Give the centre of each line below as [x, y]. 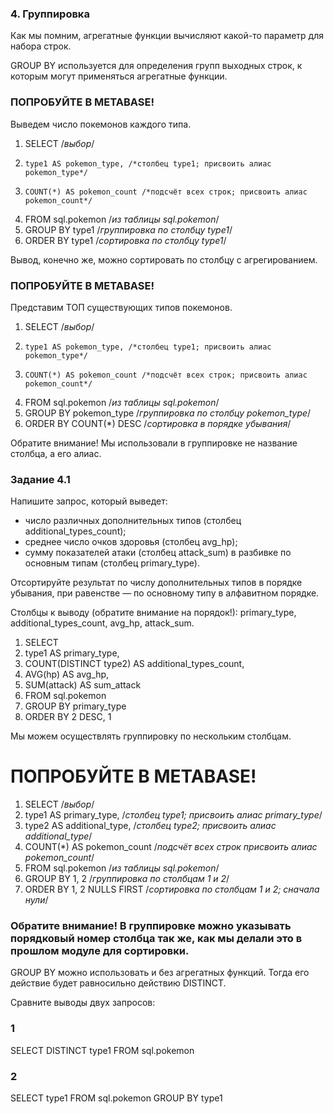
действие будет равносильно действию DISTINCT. [118, 983]
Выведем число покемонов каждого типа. [101, 124]
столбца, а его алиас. [56, 453]
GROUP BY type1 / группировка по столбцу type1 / [128, 229]
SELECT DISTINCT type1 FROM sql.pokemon [102, 1050]
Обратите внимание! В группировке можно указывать [151, 926]
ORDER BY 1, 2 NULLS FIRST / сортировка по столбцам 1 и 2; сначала [172, 889]
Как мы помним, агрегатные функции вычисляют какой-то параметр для [167, 36]
